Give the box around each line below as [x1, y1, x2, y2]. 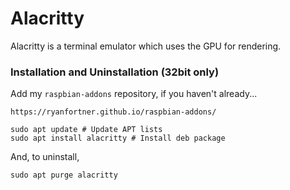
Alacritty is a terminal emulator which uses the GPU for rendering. [10, 40, 282, 52]
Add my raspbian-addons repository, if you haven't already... [10, 88, 258, 100]
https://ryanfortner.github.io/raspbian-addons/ [10, 107, 217, 117]
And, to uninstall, [10, 151, 80, 163]
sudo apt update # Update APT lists [10, 125, 163, 135]
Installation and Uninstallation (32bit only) [10, 65, 220, 79]
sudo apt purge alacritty [10, 170, 118, 181]
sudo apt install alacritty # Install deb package [10, 133, 226, 144]
